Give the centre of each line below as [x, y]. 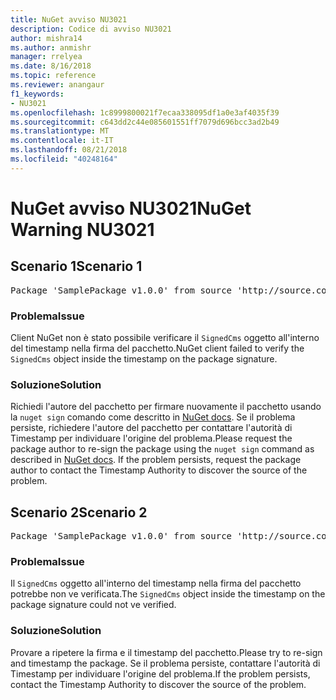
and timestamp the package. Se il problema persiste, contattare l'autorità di [165, 663]
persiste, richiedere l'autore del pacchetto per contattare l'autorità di [151, 428]
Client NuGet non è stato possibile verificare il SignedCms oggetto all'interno [165, 338]
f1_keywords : [37, 94]
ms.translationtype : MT [60, 131]
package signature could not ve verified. [93, 605]
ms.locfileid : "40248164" [64, 159]
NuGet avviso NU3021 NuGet [131, 208]
